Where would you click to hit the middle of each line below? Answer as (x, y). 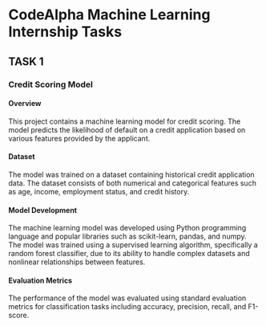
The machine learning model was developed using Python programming (127, 228)
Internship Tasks (65, 32)
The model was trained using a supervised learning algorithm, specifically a (133, 245)
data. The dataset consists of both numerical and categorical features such (132, 183)
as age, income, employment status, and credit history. (99, 191)
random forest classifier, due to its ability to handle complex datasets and (129, 254)
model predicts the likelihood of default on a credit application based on (127, 129)
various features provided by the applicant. (79, 138)
